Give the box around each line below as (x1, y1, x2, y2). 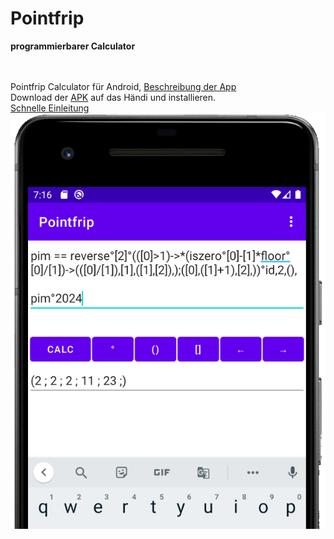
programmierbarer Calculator (10, 40, 136, 52)
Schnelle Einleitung (10, 102, 90, 114)
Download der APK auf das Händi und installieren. (10, 91, 217, 103)
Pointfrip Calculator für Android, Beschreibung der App (10, 80, 237, 92)
